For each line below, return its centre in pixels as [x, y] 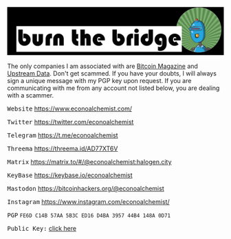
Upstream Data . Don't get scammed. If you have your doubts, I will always [112, 73]
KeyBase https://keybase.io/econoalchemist [70, 175]
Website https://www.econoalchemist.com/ [70, 109]
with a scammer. [30, 95]
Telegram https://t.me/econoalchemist [63, 135]
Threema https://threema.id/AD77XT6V [63, 149]
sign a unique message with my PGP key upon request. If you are [99, 81]
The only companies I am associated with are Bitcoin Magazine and [102, 66]
